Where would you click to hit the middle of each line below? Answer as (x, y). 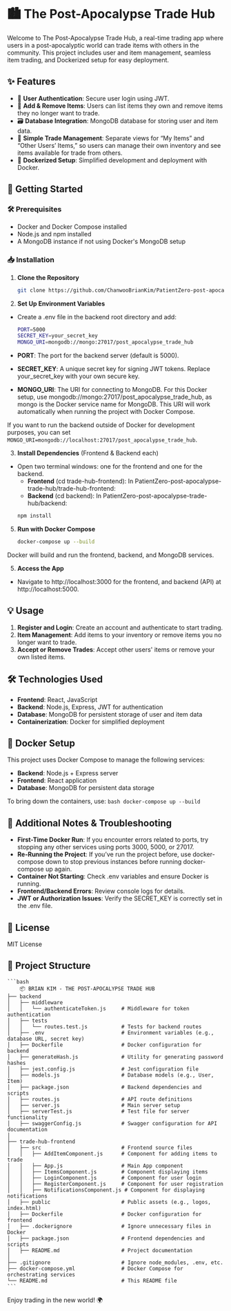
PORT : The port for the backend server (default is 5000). (98, 356)
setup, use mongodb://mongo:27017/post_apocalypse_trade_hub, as (114, 397)
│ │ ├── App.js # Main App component (96, 1166)
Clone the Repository (48, 277)
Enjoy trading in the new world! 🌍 (55, 1300)
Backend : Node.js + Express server (68, 773)
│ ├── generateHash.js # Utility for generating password (115, 1057)
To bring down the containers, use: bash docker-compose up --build (104, 801)
